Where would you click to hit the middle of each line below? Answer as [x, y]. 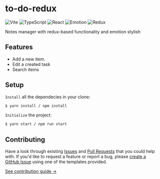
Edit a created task [31, 64]
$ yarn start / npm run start [36, 124]
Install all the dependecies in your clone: [48, 97]
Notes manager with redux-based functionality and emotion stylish [73, 31]
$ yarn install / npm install [36, 106]
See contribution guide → [31, 171]
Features [19, 47]
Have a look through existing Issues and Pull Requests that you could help [80, 151]
